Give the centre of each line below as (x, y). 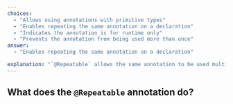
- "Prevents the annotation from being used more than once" (104, 39)
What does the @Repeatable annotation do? (101, 93)
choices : (20, 13)
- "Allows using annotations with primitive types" (90, 20)
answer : (18, 45)
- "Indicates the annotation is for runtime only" (88, 33)
